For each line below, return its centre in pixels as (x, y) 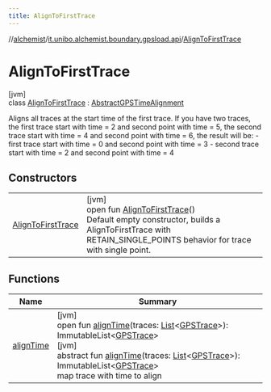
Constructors (43, 177)
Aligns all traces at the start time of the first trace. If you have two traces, (130, 118)
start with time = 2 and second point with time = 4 (92, 152)
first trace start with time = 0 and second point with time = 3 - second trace (134, 144)
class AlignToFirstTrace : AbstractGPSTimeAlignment (96, 103)
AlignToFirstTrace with (129, 230)
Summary (158, 301)
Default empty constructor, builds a (153, 220)
